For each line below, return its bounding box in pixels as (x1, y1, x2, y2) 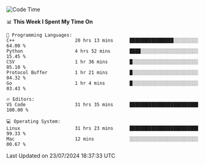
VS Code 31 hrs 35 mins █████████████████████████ (6, 101, 199, 108)
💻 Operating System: (6, 119, 61, 125)
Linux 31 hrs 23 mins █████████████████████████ (6, 125, 199, 131)
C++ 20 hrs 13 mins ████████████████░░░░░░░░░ (6, 37, 199, 43)
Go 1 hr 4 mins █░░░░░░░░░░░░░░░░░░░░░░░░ (6, 80, 199, 86)
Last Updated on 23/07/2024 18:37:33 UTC (6, 152, 116, 159)
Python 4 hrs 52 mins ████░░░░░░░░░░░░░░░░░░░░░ (6, 48, 199, 54)
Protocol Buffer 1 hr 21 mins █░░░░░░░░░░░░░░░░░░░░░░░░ (6, 70, 199, 76)
